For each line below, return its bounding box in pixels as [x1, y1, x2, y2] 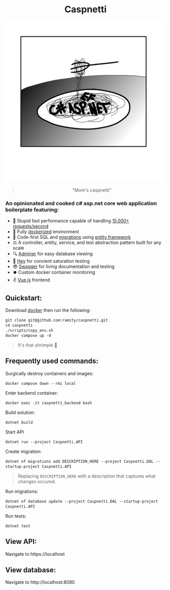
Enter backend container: [5, 390, 59, 396]
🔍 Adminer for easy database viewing [12, 251, 93, 257]
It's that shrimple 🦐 [17, 342, 58, 348]
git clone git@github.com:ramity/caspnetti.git [5, 318, 108, 323]
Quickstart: [5, 293, 42, 302]
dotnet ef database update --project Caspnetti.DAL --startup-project [5, 498, 158, 504]
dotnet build [5, 420, 33, 425]
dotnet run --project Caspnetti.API [5, 439, 83, 444]
